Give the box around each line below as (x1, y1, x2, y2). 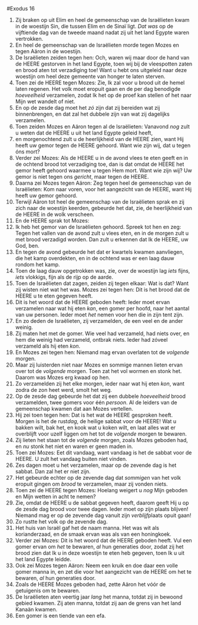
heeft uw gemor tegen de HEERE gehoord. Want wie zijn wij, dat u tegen (15, 142, 191, 149)
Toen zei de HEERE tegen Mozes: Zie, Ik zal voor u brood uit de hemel (15, 79, 185, 86)
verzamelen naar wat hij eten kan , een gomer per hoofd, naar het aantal (15, 305, 190, 312)
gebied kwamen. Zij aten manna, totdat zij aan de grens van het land (15, 600, 181, 607)
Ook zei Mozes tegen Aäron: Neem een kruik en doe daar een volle (15, 562, 179, 569)
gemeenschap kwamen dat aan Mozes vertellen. (15, 405, 133, 412)
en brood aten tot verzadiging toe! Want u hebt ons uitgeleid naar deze (15, 67, 187, 73)
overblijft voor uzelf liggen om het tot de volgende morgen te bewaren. (15, 430, 187, 437)
